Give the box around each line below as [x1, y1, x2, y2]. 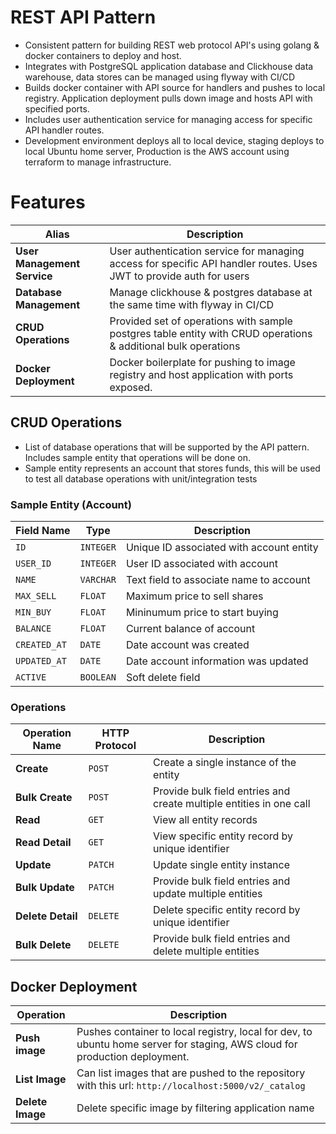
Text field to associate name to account [125, 572, 311, 586]
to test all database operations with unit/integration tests [24, 472, 258, 485]
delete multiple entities [153, 944, 260, 958]
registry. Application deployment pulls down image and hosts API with [24, 92, 313, 104]
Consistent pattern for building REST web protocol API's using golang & [24, 39, 320, 51]
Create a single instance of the [153, 756, 297, 770]
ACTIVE [15, 671, 47, 683]
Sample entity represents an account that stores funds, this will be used [24, 462, 321, 474]
